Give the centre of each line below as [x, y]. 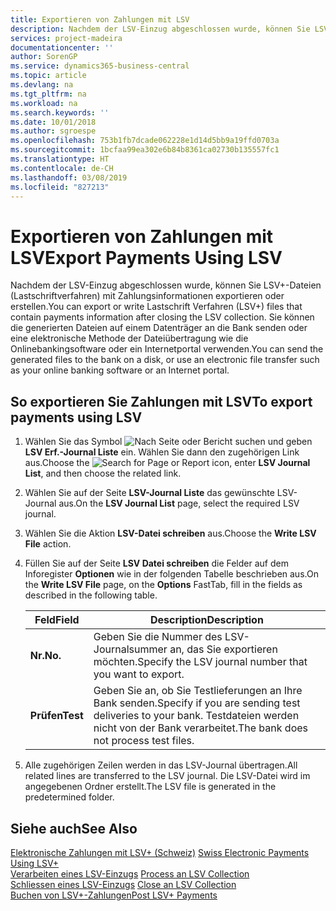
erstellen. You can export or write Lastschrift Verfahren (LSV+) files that [156, 307]
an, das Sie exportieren [223, 649]
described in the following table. [91, 595]
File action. [48, 544]
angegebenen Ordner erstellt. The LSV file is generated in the [150, 787]
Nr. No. [45, 656]
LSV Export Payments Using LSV [146, 257]
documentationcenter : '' [62, 47]
